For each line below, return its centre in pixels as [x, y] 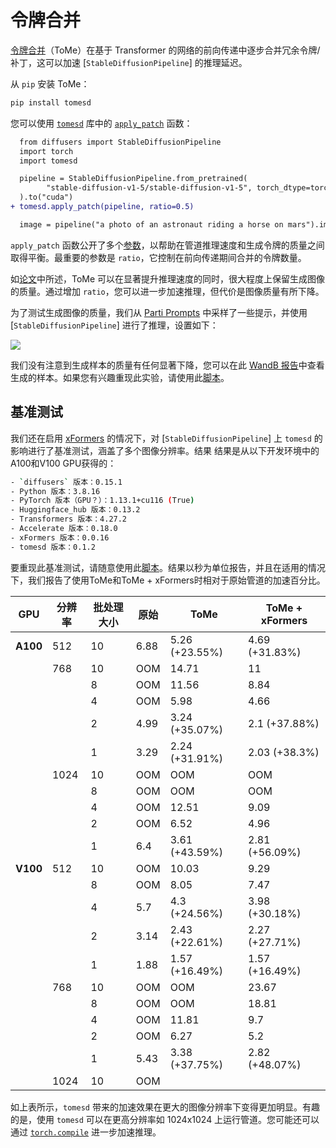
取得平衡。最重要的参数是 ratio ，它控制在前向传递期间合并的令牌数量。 [158, 257]
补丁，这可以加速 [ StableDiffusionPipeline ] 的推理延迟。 [129, 62]
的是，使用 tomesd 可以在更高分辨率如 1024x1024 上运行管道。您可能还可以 [165, 1119]
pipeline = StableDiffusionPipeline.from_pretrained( [133, 179]
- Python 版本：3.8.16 [55, 491]
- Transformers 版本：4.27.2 [69, 519]
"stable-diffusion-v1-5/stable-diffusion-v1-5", [149, 188]
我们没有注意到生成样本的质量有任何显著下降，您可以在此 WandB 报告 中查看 [167, 365]
